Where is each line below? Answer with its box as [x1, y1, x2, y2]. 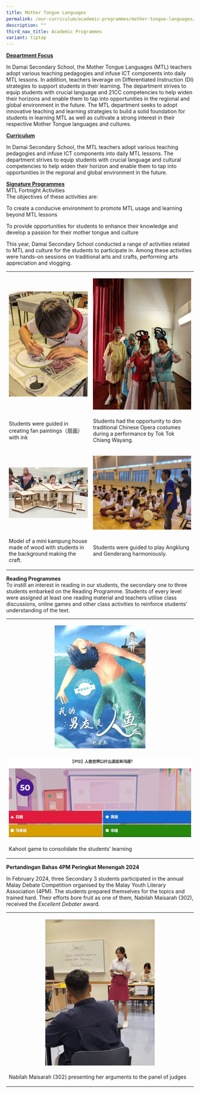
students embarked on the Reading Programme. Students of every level [6, 587, 182, 595]
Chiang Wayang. [93, 436, 133, 444]
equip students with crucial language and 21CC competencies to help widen [6, 89, 193, 96]
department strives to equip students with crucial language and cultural [6, 156, 182, 163]
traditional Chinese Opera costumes [93, 424, 181, 431]
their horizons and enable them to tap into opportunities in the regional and [6, 95, 190, 103]
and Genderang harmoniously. [93, 550, 168, 558]
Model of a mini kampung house [8, 537, 87, 545]
